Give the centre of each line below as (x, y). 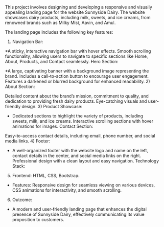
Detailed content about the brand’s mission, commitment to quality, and (77, 96)
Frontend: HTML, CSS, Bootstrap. (46, 175)
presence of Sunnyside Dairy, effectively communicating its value (78, 214)
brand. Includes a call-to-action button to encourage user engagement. (77, 76)
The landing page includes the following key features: (59, 32)
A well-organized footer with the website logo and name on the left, (80, 150)
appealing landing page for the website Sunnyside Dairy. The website (75, 12)
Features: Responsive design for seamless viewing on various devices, (83, 185)
